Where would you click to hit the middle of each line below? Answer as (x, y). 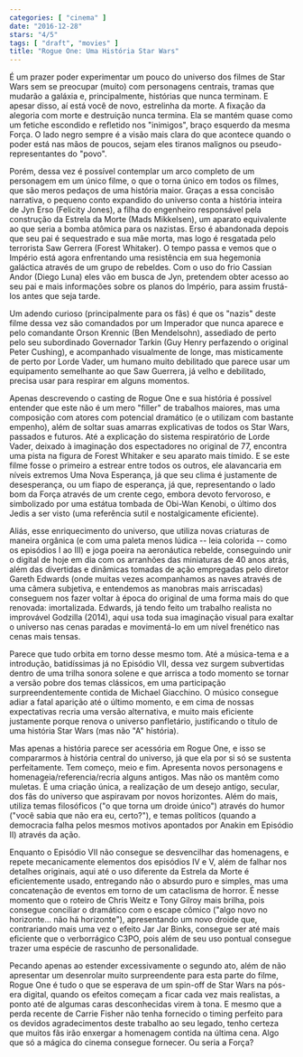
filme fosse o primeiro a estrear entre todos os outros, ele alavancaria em (146, 465)
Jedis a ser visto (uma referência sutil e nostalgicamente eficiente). (134, 514)
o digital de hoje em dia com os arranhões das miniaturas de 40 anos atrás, (149, 560)
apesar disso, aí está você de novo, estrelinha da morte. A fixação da (138, 106)
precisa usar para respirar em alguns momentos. (100, 381)
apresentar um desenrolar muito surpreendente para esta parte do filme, (144, 976)
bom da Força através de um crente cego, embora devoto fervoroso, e (140, 494)
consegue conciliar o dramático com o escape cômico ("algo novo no (138, 910)
